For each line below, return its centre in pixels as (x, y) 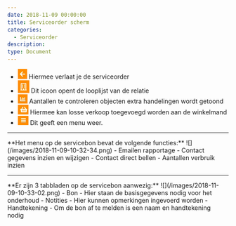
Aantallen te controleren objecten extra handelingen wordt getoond (126, 101)
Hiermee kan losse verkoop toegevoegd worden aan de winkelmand (128, 112)
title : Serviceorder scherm (48, 22)
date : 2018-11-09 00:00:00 (47, 15)
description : (26, 45)
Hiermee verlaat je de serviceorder (79, 77)
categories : (25, 29)
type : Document (29, 52)
